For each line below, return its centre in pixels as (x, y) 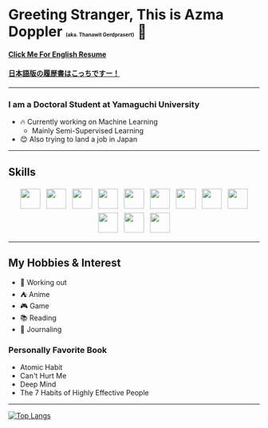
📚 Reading (38, 318)
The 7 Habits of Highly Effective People (84, 393)
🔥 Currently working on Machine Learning (89, 122)
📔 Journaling (41, 329)
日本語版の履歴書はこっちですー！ (64, 73)
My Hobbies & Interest (65, 263)
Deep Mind (38, 384)
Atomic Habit (41, 367)
